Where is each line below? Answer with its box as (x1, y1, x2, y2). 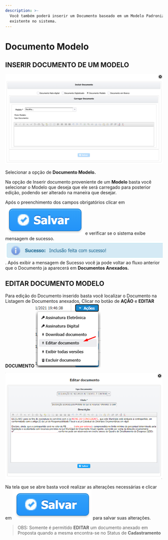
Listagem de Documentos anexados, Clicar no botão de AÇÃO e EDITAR (5, 298, 154, 304)
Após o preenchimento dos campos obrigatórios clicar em (5, 199, 125, 205)
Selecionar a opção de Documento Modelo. (5, 169, 96, 175)
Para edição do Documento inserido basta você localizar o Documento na (5, 293, 157, 299)
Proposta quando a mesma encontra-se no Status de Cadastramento (17, 529, 161, 535)
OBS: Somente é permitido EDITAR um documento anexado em (17, 524, 148, 530)
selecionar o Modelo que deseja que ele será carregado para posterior (5, 184, 151, 190)
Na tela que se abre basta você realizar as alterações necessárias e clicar (5, 483, 157, 490)
